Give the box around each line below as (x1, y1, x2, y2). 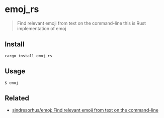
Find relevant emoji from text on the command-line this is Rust (17, 20, 146, 26)
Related (5, 94, 30, 102)
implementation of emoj (17, 25, 66, 31)
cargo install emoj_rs (5, 53, 52, 58)
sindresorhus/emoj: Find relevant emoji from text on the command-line (12, 107, 159, 113)
